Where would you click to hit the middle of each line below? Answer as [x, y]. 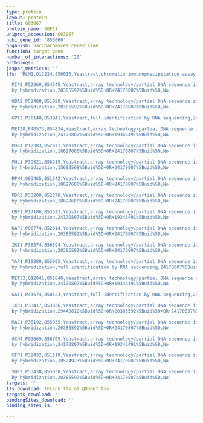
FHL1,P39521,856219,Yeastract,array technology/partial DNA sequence [101, 162]
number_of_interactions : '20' [44, 57]
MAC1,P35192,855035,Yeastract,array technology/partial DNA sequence [101, 322]
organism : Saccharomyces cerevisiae [52, 46]
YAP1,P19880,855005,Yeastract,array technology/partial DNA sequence [101, 261]
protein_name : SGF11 [32, 29]
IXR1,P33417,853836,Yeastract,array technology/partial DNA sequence [101, 306]
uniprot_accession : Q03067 [40, 35]
